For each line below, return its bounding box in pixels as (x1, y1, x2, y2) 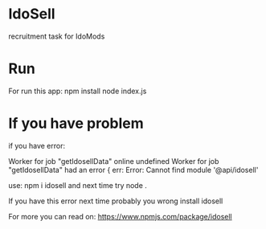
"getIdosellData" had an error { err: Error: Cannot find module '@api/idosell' (8, 165, 259, 174)
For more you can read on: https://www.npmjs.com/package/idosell (8, 211, 232, 221)
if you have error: (8, 141, 66, 150)
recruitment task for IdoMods (8, 31, 105, 41)
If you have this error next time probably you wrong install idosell (8, 196, 223, 206)
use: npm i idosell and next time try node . (8, 180, 147, 190)
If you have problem (8, 114, 145, 133)
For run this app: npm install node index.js (8, 86, 147, 96)
